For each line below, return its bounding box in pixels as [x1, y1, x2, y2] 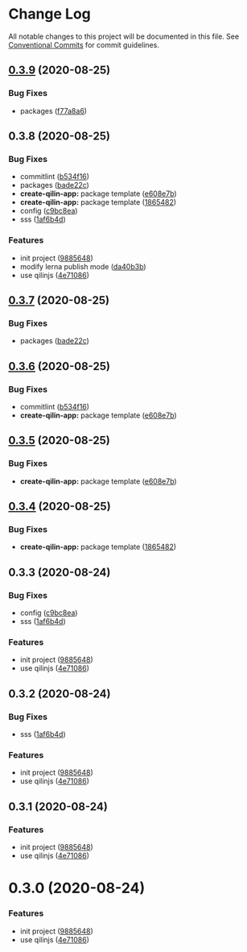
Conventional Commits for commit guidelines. [8, 39, 159, 49]
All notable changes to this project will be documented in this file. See [8, 31, 240, 41]
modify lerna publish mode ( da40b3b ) [19, 261, 146, 271]
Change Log [8, 5, 91, 23]
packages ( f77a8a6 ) [19, 106, 87, 115]
